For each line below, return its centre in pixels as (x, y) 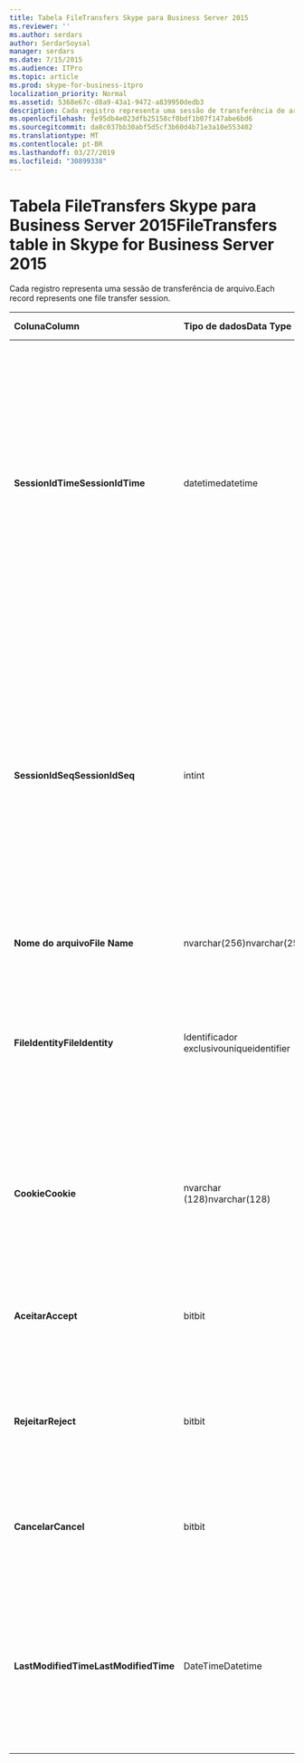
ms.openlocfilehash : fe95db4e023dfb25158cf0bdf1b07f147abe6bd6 (131, 119)
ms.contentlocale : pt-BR (56, 144)
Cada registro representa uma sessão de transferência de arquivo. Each (142, 289)
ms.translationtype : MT (54, 136)
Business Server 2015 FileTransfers (143, 225)
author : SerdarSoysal (50, 43)
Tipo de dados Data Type (237, 326)
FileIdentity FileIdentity (64, 1043)
